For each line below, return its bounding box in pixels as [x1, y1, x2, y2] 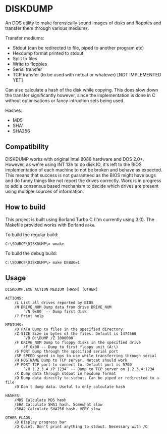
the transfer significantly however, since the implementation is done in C [5, 92, 155, 98]
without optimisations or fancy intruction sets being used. [5, 97, 125, 104]
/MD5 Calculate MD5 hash [14, 398, 67, 403]
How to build [5, 203, 46, 211]
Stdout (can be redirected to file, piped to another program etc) [12, 45, 144, 51]
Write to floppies [12, 61, 47, 67]
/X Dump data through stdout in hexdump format [14, 371, 116, 376]
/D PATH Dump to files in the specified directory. [14, 327, 125, 332]
